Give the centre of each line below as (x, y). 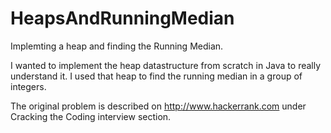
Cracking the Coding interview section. (91, 116)
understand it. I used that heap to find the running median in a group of (156, 76)
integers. (28, 86)
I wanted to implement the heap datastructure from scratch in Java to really (166, 65)
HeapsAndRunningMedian (122, 18)
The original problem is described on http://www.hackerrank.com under (158, 106)
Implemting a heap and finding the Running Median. (117, 46)
